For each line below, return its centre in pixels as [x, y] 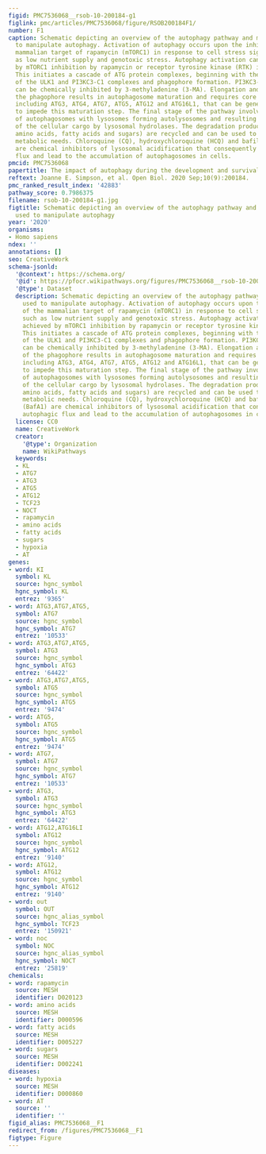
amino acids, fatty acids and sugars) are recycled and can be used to [136, 133]
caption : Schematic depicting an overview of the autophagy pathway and [131, 38]
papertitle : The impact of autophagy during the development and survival [134, 171]
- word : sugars [33, 1049]
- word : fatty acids [42, 1027]
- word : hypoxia [35, 1079]
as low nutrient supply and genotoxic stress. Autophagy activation [131, 60]
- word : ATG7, [32, 754]
